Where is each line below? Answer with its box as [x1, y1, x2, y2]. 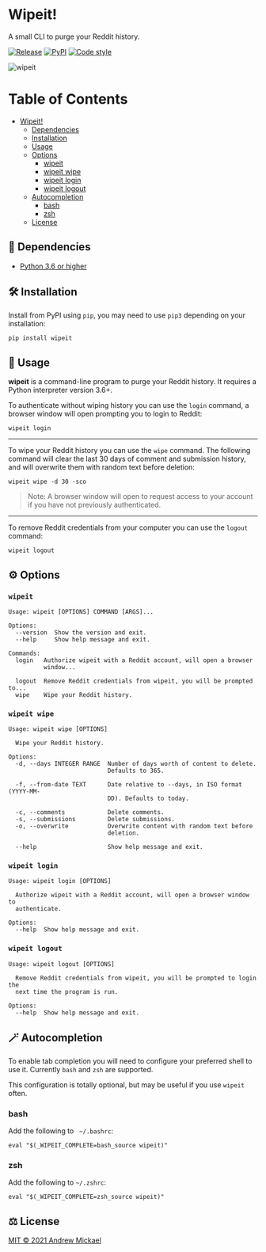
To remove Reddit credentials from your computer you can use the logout [8, 523, 249, 532]
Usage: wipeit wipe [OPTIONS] [8, 725, 108, 733]
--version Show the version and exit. [15, 628, 147, 637]
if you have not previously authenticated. [27, 500, 161, 510]
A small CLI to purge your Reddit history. [8, 32, 140, 41]
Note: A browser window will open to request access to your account [27, 492, 253, 501]
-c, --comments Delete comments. [15, 809, 165, 816]
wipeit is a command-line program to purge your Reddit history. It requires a [8, 377, 257, 386]
